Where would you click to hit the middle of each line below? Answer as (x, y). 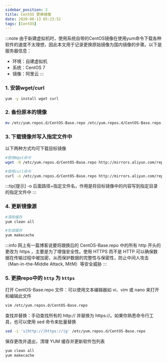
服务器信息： (18, 51)
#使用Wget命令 (18, 158)
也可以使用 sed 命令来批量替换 (45, 322)
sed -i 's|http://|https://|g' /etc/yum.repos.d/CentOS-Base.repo (75, 331)
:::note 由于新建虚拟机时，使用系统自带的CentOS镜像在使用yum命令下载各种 (83, 38)
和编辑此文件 (18, 296)
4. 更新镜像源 (21, 206)
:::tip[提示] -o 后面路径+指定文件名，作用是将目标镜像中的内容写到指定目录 (82, 186)
